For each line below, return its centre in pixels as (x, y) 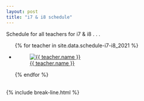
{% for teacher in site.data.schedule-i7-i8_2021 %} (76, 45)
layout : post (22, 12)
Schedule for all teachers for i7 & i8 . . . (53, 34)
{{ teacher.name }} (52, 63)
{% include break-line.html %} (43, 92)
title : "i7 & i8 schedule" (39, 17)
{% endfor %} (32, 74)
